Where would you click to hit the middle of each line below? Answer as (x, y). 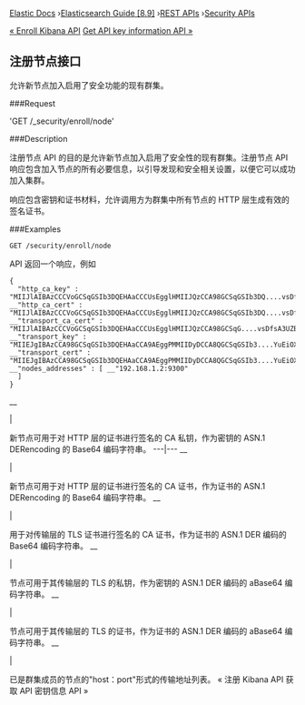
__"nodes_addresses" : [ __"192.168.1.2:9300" (99, 368)
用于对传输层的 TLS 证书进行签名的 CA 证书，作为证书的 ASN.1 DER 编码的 (148, 534)
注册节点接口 (45, 61)
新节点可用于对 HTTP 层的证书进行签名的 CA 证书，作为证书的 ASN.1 (138, 486)
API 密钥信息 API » (54, 690)
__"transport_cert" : (50, 352)
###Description (39, 138)
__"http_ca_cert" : (46, 305)
